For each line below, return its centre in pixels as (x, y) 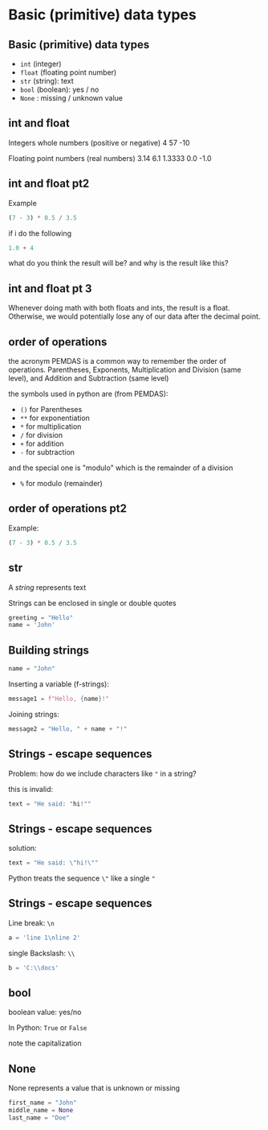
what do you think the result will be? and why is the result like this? (118, 263)
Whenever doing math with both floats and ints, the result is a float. (119, 308)
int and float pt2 (49, 184)
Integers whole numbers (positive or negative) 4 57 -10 (99, 142)
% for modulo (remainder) (61, 483)
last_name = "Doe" (39, 1118)
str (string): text (47, 81)
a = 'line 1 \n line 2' (45, 938)
